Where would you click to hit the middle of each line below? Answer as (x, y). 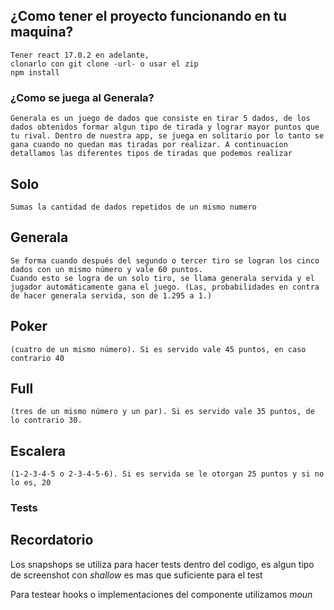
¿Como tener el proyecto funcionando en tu (148, 16)
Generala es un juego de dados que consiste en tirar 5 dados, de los (160, 119)
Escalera (38, 450)
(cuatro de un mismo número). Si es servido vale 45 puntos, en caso (158, 349)
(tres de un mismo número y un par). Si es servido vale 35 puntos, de (162, 412)
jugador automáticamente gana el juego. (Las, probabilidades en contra (165, 287)
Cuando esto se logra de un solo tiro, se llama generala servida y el (162, 278)
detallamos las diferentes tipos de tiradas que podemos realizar (151, 154)
